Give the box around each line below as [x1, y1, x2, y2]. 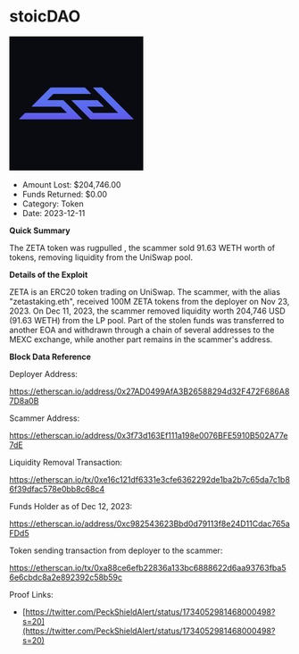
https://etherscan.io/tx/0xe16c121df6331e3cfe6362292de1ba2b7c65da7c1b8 [9, 474, 290, 484]
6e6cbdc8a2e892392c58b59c [9, 572, 123, 583]
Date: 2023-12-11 [21, 207, 86, 218]
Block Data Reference [9, 351, 92, 362]
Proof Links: [9, 589, 54, 599]
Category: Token [21, 198, 84, 209]
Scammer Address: [9, 413, 80, 423]
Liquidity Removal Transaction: [9, 457, 123, 467]
